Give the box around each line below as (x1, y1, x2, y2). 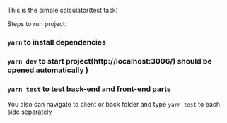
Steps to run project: (7, 20, 67, 28)
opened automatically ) (7, 65, 88, 75)
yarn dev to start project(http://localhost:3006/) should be (7, 56, 212, 66)
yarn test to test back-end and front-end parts (7, 84, 171, 94)
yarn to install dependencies (7, 37, 106, 47)
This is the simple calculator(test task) (7, 6, 119, 14)
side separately (7, 107, 52, 116)
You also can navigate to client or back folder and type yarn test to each (7, 100, 221, 109)
